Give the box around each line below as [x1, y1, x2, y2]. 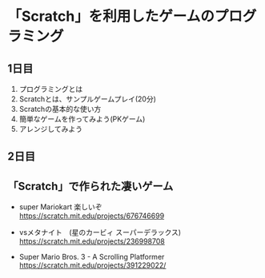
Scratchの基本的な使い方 [18, 105, 102, 113]
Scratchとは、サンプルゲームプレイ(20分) [18, 94, 157, 104]
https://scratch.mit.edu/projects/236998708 [18, 236, 165, 246]
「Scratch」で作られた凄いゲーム [7, 179, 174, 193]
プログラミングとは [18, 85, 83, 93]
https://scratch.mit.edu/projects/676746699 [18, 211, 165, 220]
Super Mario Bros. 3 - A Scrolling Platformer [18, 252, 165, 262]
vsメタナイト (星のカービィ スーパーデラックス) [18, 228, 182, 237]
